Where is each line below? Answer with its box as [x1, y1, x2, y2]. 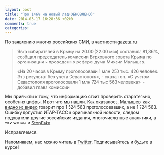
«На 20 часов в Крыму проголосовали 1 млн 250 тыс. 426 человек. [17, 68, 159, 74]
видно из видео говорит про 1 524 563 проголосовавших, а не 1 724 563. [5, 104, 158, 110]
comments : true [5, 21, 36, 26]
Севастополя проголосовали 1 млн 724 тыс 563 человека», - [17, 79, 145, 85]
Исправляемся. [5, 129, 38, 135]
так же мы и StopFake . [5, 120, 52, 126]
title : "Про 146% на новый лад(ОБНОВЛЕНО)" [5, 12, 95, 17]
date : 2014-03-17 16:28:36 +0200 [5, 16, 73, 21]
